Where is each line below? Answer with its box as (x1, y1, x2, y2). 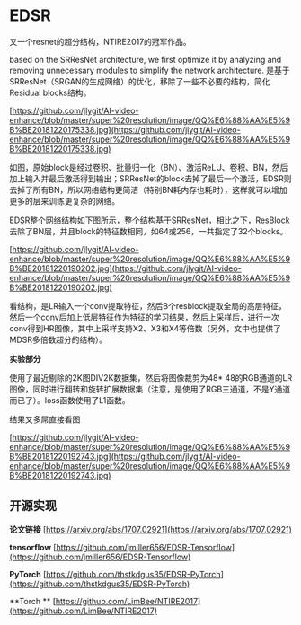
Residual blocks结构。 (9, 87, 92, 98)
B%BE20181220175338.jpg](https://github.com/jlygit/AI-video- (9, 124, 241, 135)
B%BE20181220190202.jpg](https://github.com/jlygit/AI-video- (9, 262, 243, 274)
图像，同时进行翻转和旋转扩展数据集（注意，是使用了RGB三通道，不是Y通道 (9, 383, 291, 394)
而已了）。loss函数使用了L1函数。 (9, 394, 130, 405)
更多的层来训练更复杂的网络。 (9, 195, 120, 207)
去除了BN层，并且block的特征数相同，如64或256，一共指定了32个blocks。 (9, 225, 288, 236)
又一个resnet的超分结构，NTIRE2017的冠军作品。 (9, 36, 191, 47)
